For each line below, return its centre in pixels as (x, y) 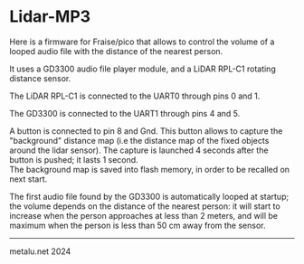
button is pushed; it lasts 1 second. (74, 159)
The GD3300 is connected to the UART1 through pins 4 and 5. (125, 113)
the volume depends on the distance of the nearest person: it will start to (145, 206)
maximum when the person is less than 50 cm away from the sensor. (138, 225)
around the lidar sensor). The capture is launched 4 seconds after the (139, 150)
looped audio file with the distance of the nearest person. (116, 51)
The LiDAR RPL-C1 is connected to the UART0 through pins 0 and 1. (135, 96)
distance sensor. (40, 78)
